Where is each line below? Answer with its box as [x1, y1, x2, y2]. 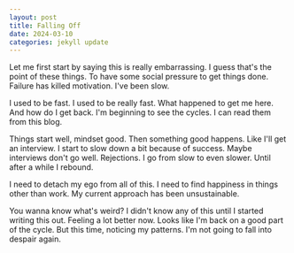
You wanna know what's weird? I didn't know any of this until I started [9, 205, 264, 217]
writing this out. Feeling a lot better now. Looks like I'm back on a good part [9, 215, 283, 226]
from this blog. [9, 117, 63, 127]
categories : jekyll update [9, 37, 109, 47]
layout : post [9, 12, 58, 22]
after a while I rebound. [9, 162, 94, 172]
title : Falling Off [9, 21, 81, 30]
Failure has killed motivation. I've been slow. [9, 80, 170, 91]
